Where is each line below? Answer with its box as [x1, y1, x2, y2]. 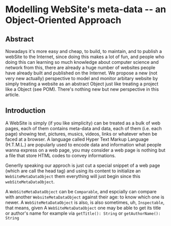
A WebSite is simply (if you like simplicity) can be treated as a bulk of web [5, 120, 161, 126]
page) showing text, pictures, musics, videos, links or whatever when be [5, 131, 157, 137]
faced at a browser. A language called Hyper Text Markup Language [5, 136, 149, 142]
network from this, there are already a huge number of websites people [5, 65, 156, 70]
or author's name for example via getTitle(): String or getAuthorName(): [5, 210, 161, 216]
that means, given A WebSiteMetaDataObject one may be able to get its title [5, 205, 161, 211]
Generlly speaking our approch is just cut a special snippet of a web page [5, 162, 160, 168]
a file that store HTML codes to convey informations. [5, 152, 116, 159]
